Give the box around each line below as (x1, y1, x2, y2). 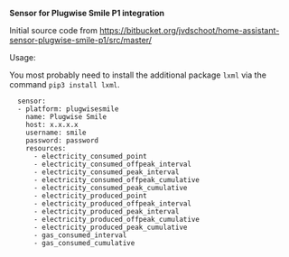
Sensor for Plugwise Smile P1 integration (9, 8, 165, 18)
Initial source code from (9, 25, 98, 35)
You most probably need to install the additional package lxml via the (9, 69, 266, 80)
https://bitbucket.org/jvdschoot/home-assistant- (98, 25, 280, 35)
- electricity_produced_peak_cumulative (33, 223, 188, 232)
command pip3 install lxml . (9, 79, 120, 89)
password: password (25, 136, 99, 145)
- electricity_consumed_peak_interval (33, 168, 180, 177)
